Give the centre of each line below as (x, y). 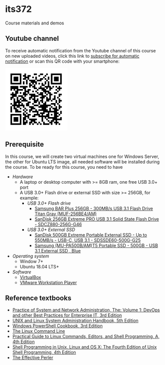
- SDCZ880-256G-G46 (58, 224)
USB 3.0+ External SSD (51, 230)
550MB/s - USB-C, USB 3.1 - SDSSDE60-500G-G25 (87, 240)
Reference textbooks (38, 298)
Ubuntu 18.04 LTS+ (40, 266)
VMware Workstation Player (48, 282)
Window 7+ (32, 261)
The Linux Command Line (39, 331)
